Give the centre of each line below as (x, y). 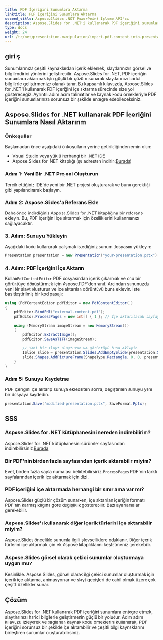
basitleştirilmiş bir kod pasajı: (34, 294)
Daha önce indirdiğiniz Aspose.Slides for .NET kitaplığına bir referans (74, 213)
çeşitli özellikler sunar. (27, 584)
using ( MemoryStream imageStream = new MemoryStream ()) (72, 325)
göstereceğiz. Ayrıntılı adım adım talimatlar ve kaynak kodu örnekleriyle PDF (81, 94)
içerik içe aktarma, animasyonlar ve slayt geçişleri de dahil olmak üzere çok (81, 579)
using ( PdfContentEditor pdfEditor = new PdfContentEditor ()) (69, 303)
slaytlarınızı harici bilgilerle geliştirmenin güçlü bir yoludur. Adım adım (74, 617)
